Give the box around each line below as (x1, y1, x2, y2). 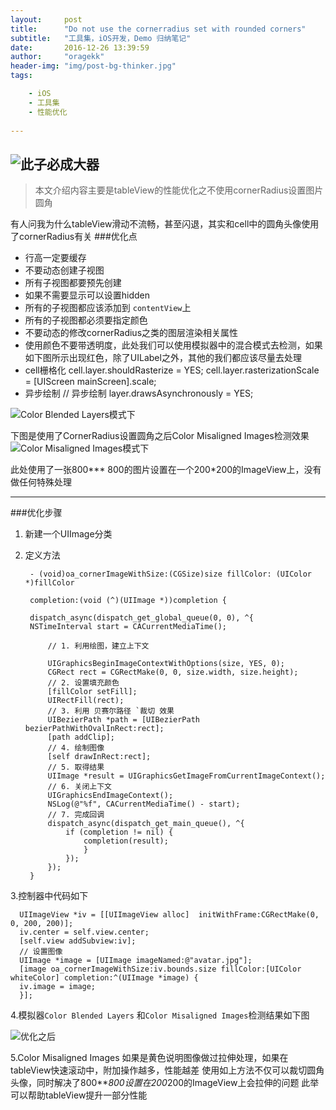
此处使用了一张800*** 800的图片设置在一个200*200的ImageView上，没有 (10, 464, 322, 476)
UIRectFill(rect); (47, 696, 125, 706)
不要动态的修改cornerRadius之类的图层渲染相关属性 (24, 327, 239, 339)
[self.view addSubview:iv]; (19, 936, 137, 946)
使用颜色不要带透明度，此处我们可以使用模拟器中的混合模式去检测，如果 (24, 339, 323, 351)
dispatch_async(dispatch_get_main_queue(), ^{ (47, 819, 245, 829)
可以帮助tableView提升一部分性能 (10, 1089, 148, 1101)
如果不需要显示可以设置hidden (24, 289, 151, 301)
